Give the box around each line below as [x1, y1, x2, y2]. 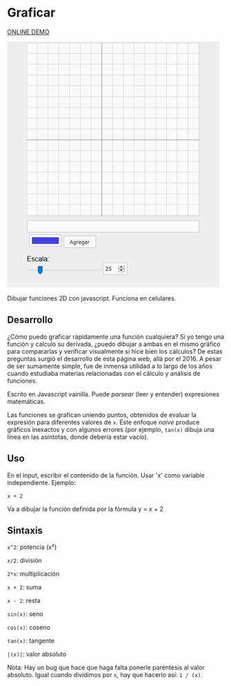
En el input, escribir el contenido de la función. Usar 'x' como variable [7, 471, 205, 479]
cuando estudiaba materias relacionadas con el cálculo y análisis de [7, 369, 201, 377]
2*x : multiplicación [7, 570, 60, 578]
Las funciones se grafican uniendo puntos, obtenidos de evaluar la [7, 410, 197, 419]
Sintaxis [7, 524, 43, 536]
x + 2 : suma [7, 583, 42, 591]
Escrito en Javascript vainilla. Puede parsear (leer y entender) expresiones [7, 390, 219, 398]
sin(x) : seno [7, 610, 43, 618]
